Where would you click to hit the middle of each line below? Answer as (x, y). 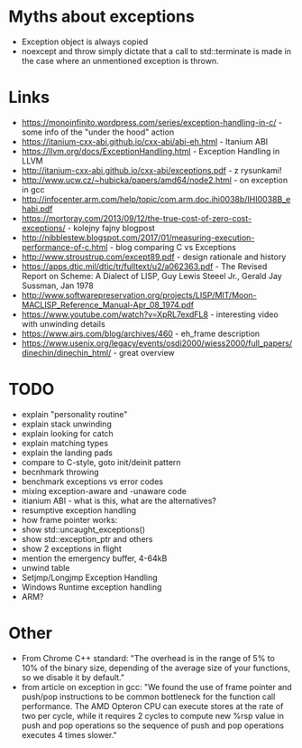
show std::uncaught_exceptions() (83, 529)
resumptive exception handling (79, 510)
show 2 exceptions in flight (72, 548)
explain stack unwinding (66, 424)
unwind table (46, 567)
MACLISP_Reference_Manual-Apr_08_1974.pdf (108, 304)
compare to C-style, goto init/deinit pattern (101, 462)
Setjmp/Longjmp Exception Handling (90, 577)
